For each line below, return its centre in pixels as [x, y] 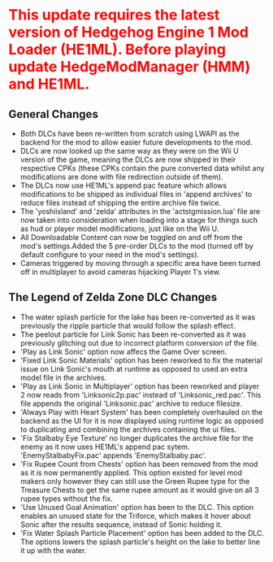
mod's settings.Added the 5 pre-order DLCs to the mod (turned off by [136, 246]
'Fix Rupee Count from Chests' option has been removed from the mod [139, 464]
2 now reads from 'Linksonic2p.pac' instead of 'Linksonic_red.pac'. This [141, 394]
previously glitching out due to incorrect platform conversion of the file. [139, 342]
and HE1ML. [49, 84]
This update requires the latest [114, 15]
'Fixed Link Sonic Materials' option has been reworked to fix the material [141, 360]
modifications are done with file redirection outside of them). [121, 177]
